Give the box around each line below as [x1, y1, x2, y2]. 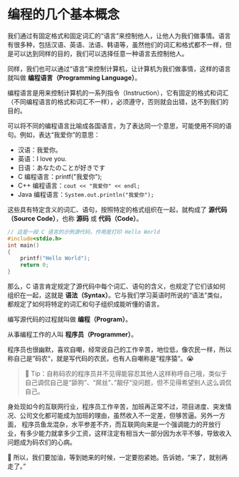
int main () [7, 242, 40, 249]
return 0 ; [20, 262, 50, 269]
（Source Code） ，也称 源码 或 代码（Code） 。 [7, 214, 143, 222]
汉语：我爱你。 [17, 145, 62, 154]
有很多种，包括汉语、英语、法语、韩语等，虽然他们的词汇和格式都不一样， [7, 40, 225, 48]
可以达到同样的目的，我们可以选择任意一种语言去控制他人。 [13, 49, 188, 58]
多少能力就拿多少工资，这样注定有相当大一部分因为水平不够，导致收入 [26, 429, 232, 438]
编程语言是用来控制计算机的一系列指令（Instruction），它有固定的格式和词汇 [7, 88, 229, 97]
